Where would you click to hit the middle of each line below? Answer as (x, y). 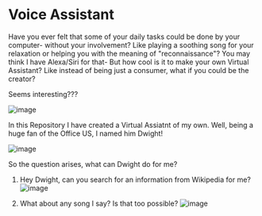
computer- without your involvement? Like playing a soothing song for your (131, 44)
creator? (22, 79)
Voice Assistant (62, 15)
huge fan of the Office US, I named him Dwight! (86, 133)
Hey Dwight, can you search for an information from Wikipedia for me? (135, 179)
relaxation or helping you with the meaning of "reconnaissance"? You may (129, 53)
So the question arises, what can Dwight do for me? (93, 164)
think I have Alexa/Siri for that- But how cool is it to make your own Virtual (129, 62)
